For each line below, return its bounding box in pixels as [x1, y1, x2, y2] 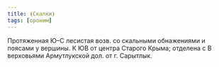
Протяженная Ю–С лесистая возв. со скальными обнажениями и [7, 36, 206, 44]
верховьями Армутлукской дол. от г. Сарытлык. [7, 51, 152, 60]
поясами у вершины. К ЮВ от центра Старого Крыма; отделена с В [7, 44, 212, 52]
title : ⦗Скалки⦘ [7, 10, 55, 18]
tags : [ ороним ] [7, 17, 52, 24]
